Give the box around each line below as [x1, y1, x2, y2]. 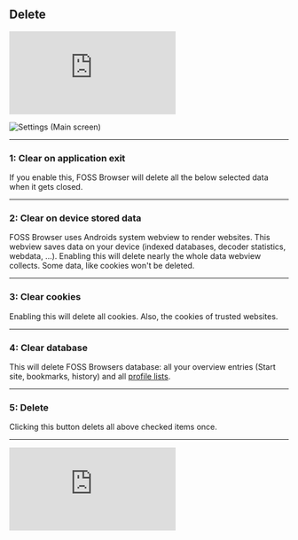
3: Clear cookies [9, 291, 82, 303]
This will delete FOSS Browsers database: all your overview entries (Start [9, 362, 277, 372]
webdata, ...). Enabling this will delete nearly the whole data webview [9, 251, 262, 262]
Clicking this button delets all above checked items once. [9, 421, 217, 433]
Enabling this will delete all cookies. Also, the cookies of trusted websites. [9, 310, 278, 322]
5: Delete [9, 401, 49, 413]
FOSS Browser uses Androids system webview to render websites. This [9, 232, 271, 243]
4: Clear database [9, 341, 89, 354]
